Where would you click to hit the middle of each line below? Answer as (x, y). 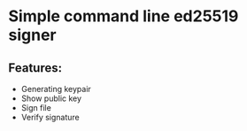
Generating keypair (56, 89)
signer (32, 35)
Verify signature (50, 117)
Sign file (36, 108)
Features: (35, 68)
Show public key (51, 98)
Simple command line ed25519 (123, 16)
